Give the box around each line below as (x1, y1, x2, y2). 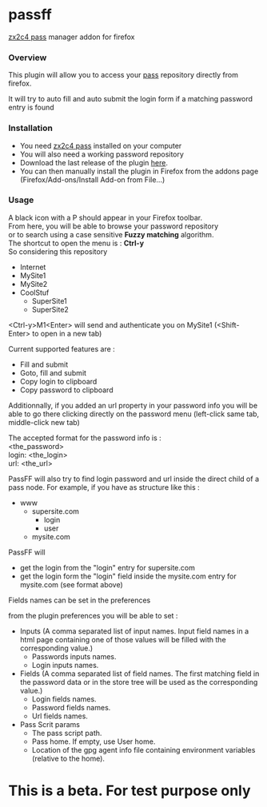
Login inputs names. (31, 660, 99, 670)
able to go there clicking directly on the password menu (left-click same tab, (8, 409, 260, 419)
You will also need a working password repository (19, 149, 184, 159)
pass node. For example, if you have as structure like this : (8, 482, 200, 492)
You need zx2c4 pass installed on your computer (19, 141, 182, 150)
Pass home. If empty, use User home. (31, 737, 156, 746)
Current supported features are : (8, 344, 116, 353)
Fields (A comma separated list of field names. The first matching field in (19, 669, 260, 678)
